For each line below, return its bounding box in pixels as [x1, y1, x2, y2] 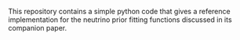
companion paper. [8, 24, 67, 32]
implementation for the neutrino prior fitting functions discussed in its [8, 15, 233, 24]
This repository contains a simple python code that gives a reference [8, 7, 231, 16]
